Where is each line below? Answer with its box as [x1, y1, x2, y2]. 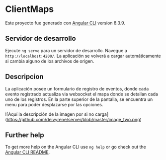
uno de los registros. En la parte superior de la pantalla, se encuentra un [5, 96, 153, 102]
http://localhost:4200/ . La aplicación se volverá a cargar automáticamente [5, 53, 162, 59]
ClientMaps [5, 3, 54, 15]
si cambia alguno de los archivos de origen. [5, 58, 94, 64]
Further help [5, 131, 45, 139]
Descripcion [5, 73, 44, 81]
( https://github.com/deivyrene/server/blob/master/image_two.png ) [5, 116, 142, 122]
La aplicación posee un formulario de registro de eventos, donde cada [5, 85, 149, 91]
